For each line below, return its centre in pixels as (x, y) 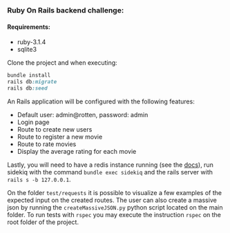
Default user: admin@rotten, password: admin (83, 114)
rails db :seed (28, 88)
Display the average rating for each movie (77, 151)
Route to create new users (55, 129)
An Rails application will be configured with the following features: (101, 101)
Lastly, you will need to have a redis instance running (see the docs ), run (111, 165)
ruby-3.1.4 (31, 42)
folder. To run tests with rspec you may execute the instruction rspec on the (114, 214)
